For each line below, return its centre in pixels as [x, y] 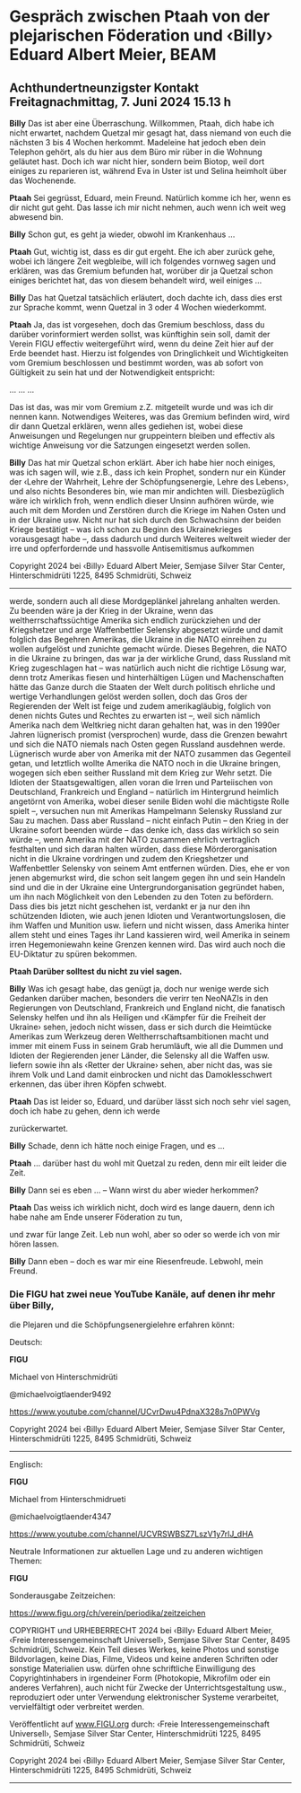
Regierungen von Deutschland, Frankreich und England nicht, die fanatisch [147, 1008]
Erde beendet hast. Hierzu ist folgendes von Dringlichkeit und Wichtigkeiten [149, 353]
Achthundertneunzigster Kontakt [104, 87]
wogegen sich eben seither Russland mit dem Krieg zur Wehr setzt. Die [141, 773]
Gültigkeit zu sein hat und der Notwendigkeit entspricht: [112, 372]
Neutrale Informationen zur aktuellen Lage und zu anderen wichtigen [136, 1552]
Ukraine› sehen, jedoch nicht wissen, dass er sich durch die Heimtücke [141, 1027]
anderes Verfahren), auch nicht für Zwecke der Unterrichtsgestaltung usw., [148, 1688]
